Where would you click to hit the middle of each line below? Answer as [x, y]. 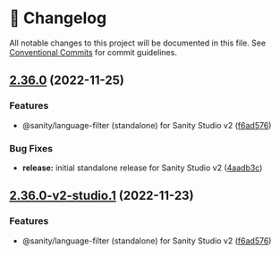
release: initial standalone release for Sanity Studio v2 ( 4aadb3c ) [142, 168]
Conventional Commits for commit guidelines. [93, 52]
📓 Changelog [58, 18]
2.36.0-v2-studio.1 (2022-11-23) [102, 196]
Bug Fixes [31, 148]
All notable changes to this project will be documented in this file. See [138, 43]
